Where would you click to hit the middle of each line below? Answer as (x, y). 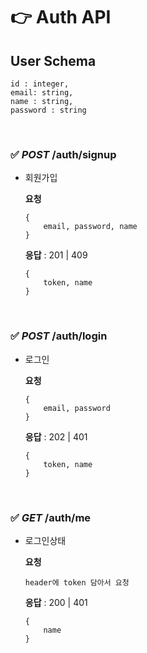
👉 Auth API (61, 17)
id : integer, (40, 84)
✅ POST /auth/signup (63, 154)
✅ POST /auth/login (59, 336)
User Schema (53, 60)
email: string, (42, 93)
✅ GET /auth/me (51, 517)
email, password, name (90, 227)
